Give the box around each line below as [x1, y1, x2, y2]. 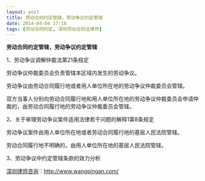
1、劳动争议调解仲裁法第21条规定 [6, 56, 89, 64]
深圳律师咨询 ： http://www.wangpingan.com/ [6, 168, 119, 175]
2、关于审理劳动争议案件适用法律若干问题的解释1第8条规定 [6, 116, 154, 123]
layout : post [6, 9, 40, 15]
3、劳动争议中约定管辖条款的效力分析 [6, 155, 101, 162]
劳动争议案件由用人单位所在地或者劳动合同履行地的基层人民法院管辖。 [6, 129, 183, 136]
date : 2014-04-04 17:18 [6, 20, 67, 26]
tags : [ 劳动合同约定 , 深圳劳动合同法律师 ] [6, 26, 103, 32]
